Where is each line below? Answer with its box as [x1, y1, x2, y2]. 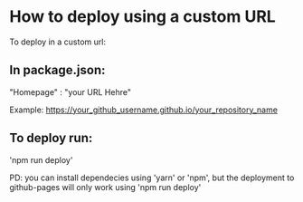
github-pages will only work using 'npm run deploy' [9, 181, 202, 192]
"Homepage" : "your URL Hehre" [9, 86, 131, 97]
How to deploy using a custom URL [9, 6, 276, 27]
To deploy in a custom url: [9, 36, 107, 47]
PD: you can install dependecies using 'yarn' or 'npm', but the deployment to [9, 172, 295, 183]
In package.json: [9, 63, 106, 78]
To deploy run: [9, 130, 93, 146]
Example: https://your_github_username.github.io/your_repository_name [9, 104, 279, 115]
